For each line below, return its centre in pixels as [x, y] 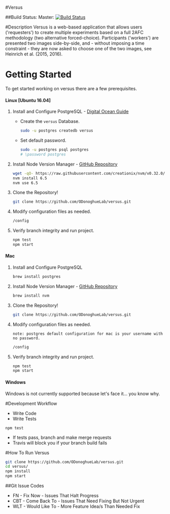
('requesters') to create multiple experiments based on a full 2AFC [74, 32]
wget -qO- [23, 173]
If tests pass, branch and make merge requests [62, 437]
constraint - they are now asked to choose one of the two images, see [79, 49]
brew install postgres [37, 277]
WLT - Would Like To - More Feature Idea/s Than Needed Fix [76, 506]
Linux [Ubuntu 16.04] [28, 100]
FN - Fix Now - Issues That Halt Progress [56, 496]
